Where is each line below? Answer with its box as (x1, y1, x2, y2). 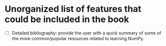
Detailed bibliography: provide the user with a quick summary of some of (11, 30, 162, 36)
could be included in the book (4, 14, 129, 25)
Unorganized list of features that (4, 3, 142, 15)
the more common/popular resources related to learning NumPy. (11, 36, 145, 41)
